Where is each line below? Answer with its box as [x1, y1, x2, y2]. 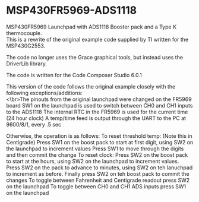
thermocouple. [6, 29, 42, 36]
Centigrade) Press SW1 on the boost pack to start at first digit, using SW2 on [6, 138, 194, 146]
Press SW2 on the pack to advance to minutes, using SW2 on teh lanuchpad [6, 164, 193, 171]
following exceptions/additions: [6, 89, 83, 96]
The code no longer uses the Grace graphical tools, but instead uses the [6, 53, 183, 61]
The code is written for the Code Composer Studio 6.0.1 [6, 71, 143, 78]
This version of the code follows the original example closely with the [6, 83, 176, 90]
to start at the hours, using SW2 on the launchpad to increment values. [6, 157, 179, 165]
